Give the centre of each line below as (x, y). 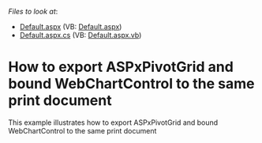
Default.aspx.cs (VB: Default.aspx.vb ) (80, 35)
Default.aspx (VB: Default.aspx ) (71, 26)
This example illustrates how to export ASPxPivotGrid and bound (113, 122)
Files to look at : (33, 11)
